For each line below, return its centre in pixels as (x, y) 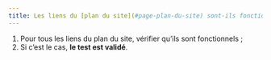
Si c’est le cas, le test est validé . (74, 47)
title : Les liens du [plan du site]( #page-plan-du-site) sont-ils (122, 16)
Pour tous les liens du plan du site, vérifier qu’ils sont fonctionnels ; (131, 38)
